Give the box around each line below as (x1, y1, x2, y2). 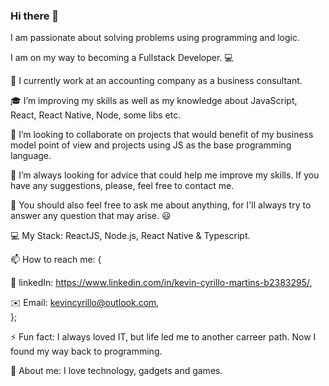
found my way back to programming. (10, 345, 163, 358)
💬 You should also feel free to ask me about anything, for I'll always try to (10, 199, 312, 211)
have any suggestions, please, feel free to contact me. (10, 180, 235, 192)
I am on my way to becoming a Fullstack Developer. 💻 (10, 52, 234, 64)
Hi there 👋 (10, 9, 60, 23)
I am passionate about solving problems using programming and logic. (10, 32, 300, 44)
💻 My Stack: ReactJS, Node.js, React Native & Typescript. (10, 230, 251, 242)
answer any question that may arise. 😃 (10, 210, 172, 222)
